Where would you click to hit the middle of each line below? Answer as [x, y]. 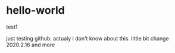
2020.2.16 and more [31, 45]
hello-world [36, 10]
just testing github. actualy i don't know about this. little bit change [87, 38]
